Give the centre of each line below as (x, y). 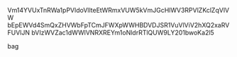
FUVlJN (19, 32)
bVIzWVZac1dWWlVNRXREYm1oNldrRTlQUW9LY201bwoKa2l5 (123, 32)
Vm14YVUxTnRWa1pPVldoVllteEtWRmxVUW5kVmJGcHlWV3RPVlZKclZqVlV (118, 10)
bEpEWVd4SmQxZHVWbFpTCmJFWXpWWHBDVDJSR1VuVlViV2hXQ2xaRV (118, 25)
